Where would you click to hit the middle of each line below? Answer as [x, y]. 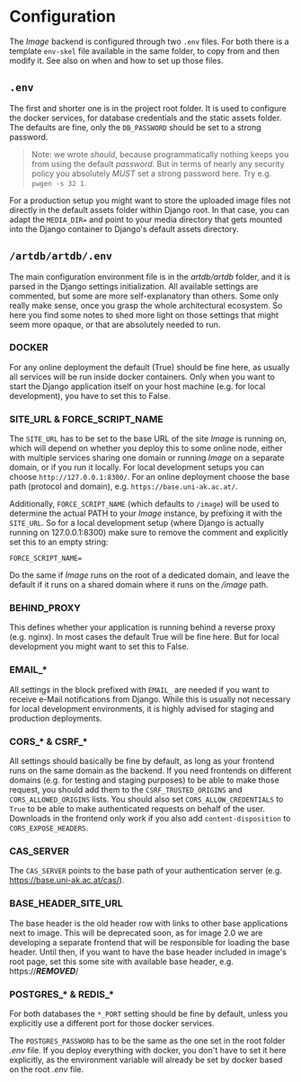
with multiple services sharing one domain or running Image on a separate [147, 458]
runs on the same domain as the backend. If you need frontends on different [150, 771]
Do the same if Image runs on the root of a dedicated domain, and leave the [150, 575]
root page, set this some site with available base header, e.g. [121, 961]
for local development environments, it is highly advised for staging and [142, 708]
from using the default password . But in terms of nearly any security [158, 164]
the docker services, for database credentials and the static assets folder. [146, 118]
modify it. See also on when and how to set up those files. [116, 60]
